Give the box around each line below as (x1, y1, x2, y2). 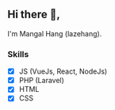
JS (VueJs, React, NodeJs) (18, 66, 108, 76)
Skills (7, 48, 29, 59)
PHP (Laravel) (18, 76, 65, 85)
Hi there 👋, (7, 8, 60, 21)
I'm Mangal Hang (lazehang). (7, 28, 102, 38)
